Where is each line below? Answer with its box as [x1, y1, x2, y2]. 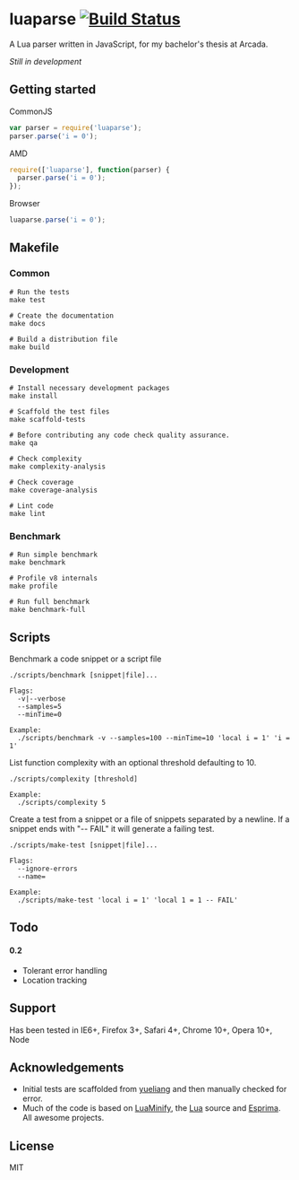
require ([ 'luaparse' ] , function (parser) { [9, 165, 170, 174]
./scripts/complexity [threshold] [9, 774, 139, 784]
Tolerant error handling [21, 965, 107, 975]
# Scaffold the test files [9, 406, 110, 416]
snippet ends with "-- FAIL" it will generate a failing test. [9, 824, 215, 835]
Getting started [9, 82, 97, 98]
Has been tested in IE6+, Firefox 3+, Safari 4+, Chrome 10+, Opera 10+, [9, 1024, 273, 1036]
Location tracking [21, 975, 88, 985]
